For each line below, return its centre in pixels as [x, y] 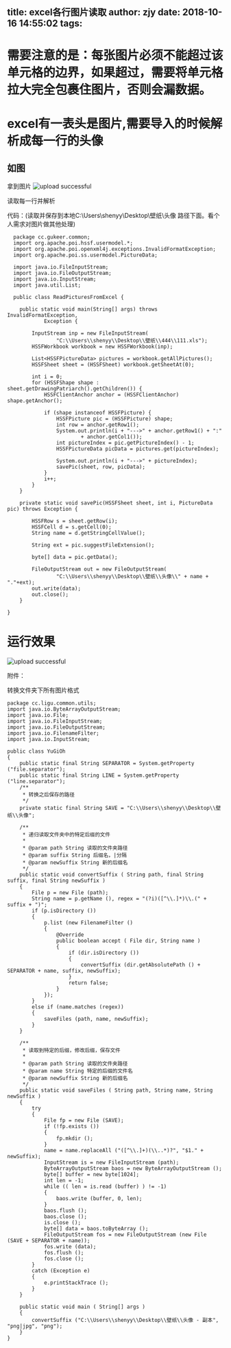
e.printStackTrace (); [76, 1283]
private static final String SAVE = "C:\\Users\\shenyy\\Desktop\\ [118, 808]
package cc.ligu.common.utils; [52, 703]
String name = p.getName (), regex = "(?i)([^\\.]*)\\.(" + [119, 898]
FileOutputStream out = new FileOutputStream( [99, 569]
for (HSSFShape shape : [65, 383]
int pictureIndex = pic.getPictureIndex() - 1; [125, 443]
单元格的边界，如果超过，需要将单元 [109, 73]
